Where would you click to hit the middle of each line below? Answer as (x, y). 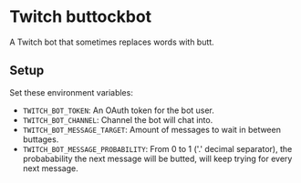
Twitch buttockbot (81, 17)
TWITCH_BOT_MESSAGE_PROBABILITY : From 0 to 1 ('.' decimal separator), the (157, 148)
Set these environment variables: (72, 92)
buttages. (41, 139)
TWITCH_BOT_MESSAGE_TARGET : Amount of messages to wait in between (151, 129)
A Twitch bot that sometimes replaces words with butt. (112, 42)
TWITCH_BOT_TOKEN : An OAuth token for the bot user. (118, 110)
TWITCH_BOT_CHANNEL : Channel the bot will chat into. (118, 119)
